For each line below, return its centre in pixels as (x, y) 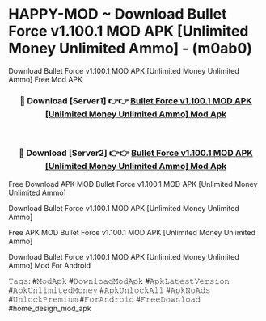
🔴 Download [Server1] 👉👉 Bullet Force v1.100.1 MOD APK (136, 100)
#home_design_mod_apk (50, 308)
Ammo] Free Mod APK (46, 79)
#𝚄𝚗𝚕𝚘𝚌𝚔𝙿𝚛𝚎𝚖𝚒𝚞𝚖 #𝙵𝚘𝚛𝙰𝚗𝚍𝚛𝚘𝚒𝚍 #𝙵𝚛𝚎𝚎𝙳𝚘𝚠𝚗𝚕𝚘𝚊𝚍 (104, 299)
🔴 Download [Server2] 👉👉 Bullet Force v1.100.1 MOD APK (136, 153)
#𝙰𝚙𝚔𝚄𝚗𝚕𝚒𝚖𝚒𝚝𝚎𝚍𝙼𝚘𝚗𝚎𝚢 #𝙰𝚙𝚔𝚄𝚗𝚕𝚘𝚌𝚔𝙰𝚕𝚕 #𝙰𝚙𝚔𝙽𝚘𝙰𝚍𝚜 (110, 290)
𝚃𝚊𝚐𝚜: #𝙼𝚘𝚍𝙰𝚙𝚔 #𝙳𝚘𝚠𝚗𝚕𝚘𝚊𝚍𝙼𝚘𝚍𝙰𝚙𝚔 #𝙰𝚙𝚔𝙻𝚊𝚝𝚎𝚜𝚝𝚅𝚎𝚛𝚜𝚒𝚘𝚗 (119, 281)
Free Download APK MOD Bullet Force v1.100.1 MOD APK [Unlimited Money (133, 184)
